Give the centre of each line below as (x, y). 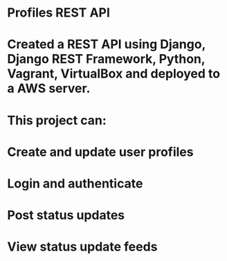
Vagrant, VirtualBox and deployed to (113, 74)
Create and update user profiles (100, 152)
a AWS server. (49, 89)
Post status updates (66, 215)
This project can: (57, 120)
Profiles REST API (59, 13)
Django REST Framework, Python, (106, 59)
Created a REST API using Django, (107, 45)
